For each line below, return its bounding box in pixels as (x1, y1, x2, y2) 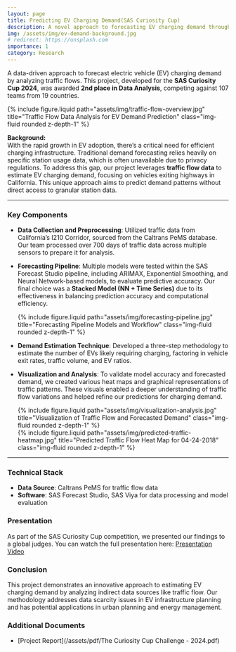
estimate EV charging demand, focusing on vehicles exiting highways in (7, 170, 215, 179)
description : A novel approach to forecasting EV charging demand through (7, 23, 231, 30)
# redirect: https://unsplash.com (7, 37, 109, 44)
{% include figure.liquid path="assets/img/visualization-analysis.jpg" (17, 406, 217, 415)
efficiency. (17, 300, 48, 308)
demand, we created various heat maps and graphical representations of (17, 378, 229, 386)
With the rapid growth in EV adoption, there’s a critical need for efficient (7, 141, 215, 149)
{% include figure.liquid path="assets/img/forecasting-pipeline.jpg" (17, 313, 213, 321)
